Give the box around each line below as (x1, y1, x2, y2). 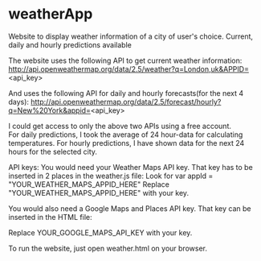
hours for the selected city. (8, 147, 98, 156)
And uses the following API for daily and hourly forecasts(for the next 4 (8, 88, 244, 97)
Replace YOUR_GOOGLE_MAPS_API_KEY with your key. (8, 227, 193, 238)
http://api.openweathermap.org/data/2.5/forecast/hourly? (31, 97, 222, 106)
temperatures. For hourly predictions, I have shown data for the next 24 (8, 138, 245, 147)
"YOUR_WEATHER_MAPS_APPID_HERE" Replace (8, 179, 170, 189)
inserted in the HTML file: (8, 212, 92, 222)
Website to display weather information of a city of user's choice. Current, (8, 31, 254, 41)
